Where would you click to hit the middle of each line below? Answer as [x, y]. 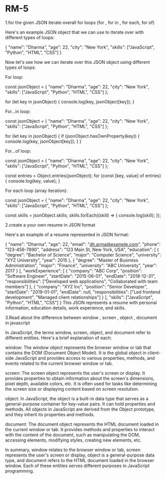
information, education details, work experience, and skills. [65, 308]
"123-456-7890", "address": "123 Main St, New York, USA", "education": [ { [82, 249]
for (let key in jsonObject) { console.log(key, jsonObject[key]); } [70, 102]
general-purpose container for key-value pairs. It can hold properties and [80, 404]
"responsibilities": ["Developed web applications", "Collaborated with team [82, 281]
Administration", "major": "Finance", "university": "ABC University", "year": [81, 265]
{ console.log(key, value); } [33, 181]
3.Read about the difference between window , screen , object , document [81, 317]
